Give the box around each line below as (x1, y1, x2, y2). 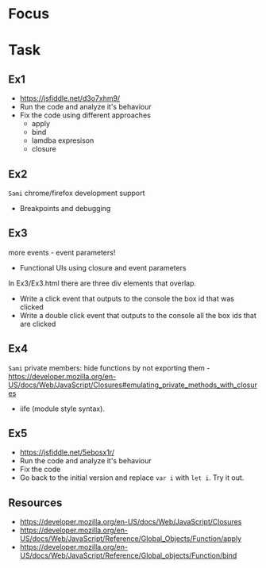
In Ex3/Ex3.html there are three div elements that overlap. (8, 278, 197, 288)
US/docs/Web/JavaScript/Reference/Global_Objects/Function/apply (19, 534, 242, 543)
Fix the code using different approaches (19, 110, 151, 120)
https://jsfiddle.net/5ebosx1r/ (19, 447, 115, 457)
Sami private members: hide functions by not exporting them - (8, 363, 210, 373)
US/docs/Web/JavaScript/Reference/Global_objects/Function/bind (19, 551, 237, 560)
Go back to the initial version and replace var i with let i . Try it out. (19, 473, 245, 482)
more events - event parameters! (8, 248, 116, 257)
